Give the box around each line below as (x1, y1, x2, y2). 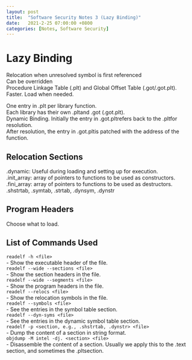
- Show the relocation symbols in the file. (6, 294, 108, 301)
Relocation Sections (6, 152, 83, 162)
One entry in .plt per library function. (6, 102, 97, 110)
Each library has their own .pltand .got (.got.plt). (6, 109, 125, 116)
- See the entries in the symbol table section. (6, 305, 118, 313)
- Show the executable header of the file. (6, 259, 108, 266)
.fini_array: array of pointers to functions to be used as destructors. (6, 181, 173, 187)
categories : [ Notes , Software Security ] (6, 25, 110, 32)
